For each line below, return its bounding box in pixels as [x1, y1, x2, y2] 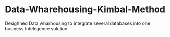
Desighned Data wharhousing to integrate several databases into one [5, 20, 151, 26]
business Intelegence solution [5, 25, 68, 31]
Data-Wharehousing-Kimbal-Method [5, 4, 165, 15]
